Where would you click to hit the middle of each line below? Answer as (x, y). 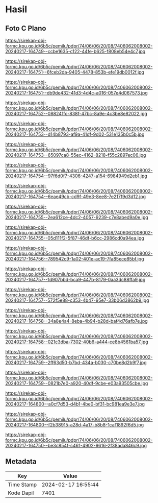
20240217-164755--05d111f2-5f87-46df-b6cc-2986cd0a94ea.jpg (75, 238)
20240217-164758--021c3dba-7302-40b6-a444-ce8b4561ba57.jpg (77, 342)
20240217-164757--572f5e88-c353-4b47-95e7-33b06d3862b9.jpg (77, 300)
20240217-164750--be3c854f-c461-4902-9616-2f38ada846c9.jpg (76, 446)
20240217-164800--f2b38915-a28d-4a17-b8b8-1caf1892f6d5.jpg (75, 425)
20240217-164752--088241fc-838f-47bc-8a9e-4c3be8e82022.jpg (76, 114)
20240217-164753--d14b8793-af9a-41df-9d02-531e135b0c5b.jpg (75, 134)
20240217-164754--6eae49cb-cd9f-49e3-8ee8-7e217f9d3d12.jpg (76, 197)
